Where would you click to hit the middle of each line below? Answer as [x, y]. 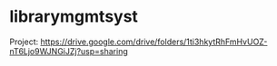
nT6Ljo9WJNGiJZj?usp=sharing [69, 51]
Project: [24, 42]
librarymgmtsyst [74, 17]
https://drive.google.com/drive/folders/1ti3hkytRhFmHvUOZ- [154, 42]
